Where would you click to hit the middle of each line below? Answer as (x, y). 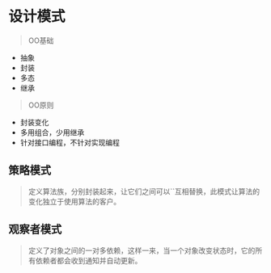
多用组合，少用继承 (52, 132)
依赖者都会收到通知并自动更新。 (89, 260)
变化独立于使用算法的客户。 (74, 201)
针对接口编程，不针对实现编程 (70, 142)
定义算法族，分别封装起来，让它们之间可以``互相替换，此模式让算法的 (144, 191)
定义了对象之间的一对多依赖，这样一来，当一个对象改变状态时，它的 (142, 250)
